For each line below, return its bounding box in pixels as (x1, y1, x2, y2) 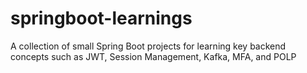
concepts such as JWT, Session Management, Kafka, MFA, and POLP (10, 50, 297, 62)
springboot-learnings (10, 7, 193, 30)
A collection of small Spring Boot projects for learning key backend (10, 40, 287, 52)
